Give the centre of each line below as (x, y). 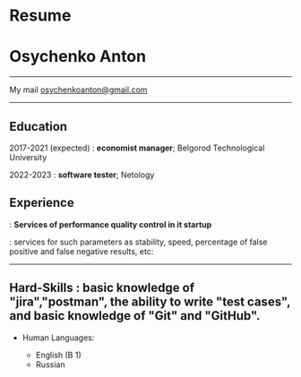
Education (39, 126)
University (28, 157)
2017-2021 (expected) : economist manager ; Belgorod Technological (137, 148)
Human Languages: (58, 338)
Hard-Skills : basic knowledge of (102, 288)
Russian (50, 364)
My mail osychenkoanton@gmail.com (78, 90)
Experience (42, 203)
